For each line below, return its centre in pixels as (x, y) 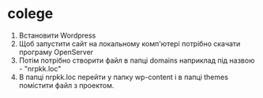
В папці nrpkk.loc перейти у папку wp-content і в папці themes (123, 77)
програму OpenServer (56, 52)
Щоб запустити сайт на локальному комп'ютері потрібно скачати (130, 43)
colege (30, 14)
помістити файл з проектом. (66, 85)
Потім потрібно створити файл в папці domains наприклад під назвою (137, 60)
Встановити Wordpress (57, 35)
